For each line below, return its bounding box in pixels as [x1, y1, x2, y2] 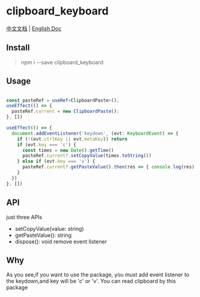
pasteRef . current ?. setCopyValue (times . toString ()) [22, 153, 152, 159]
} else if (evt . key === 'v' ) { [17, 158, 95, 165]
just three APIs [6, 213, 43, 221]
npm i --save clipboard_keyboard [20, 58, 104, 66]
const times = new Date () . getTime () [22, 147, 114, 153]
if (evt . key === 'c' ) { [17, 141, 77, 148]
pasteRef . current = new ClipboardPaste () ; [11, 108, 120, 115]
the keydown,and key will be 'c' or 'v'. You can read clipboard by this [6, 278, 176, 285]
